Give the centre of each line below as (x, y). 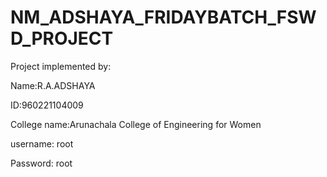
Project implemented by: (61, 66)
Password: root (41, 163)
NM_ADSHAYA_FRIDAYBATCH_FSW (163, 17)
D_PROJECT (62, 38)
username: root (42, 143)
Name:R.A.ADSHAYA (53, 85)
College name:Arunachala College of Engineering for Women (136, 124)
